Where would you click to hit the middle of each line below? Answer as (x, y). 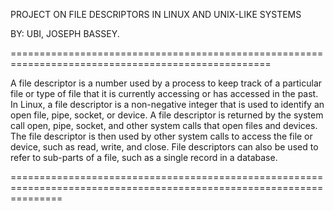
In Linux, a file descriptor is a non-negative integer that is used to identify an (167, 104)
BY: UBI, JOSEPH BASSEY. (65, 33)
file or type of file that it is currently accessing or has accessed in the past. (164, 93)
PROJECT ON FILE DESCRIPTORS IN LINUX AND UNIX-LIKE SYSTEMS (156, 14)
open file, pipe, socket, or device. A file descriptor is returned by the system (167, 115)
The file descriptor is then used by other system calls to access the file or (161, 136)
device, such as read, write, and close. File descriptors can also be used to (164, 147)
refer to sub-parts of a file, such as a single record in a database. (144, 157)
